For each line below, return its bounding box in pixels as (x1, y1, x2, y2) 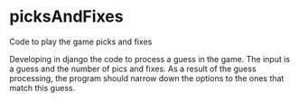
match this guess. (9, 82, 76, 93)
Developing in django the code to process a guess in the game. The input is (9, 53, 291, 64)
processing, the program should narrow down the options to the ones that (9, 72, 285, 83)
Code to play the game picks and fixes (9, 36, 153, 47)
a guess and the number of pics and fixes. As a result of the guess (9, 63, 257, 74)
